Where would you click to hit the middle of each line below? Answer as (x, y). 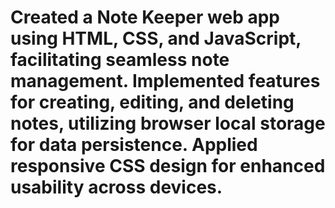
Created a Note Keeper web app (145, 17)
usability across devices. (116, 187)
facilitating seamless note (120, 60)
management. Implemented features (165, 81)
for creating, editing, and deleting (152, 102)
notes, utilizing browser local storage (168, 123)
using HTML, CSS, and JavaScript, (156, 38)
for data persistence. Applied (134, 145)
